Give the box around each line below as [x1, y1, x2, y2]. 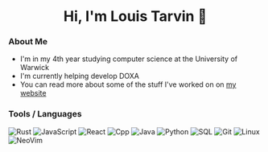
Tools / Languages [8, 109, 82, 120]
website [19, 88, 47, 98]
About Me [8, 36, 48, 47]
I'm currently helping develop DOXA [19, 72, 139, 81]
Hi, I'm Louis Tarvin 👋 [63, 7, 208, 26]
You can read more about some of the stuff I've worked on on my [19, 80, 237, 89]
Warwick [19, 63, 50, 72]
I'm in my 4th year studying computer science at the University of [19, 54, 238, 64]
